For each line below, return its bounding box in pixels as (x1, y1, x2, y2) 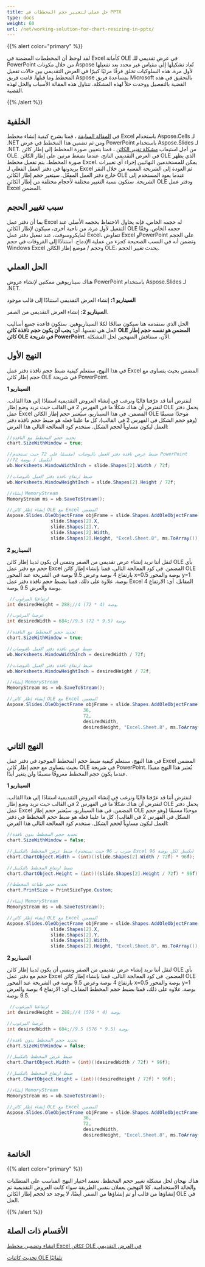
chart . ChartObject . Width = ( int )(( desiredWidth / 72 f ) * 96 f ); (7, 1059, 171, 1066)
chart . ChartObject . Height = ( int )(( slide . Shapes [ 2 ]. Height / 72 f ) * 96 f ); (7, 870, 201, 877)
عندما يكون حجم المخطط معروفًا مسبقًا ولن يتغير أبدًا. (7, 770, 128, 777)
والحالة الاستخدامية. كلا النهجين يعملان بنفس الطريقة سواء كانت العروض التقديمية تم (7, 1183, 196, 1191)
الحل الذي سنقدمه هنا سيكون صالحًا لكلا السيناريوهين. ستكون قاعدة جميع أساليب (7, 319, 189, 327)
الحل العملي (7, 262, 47, 272)
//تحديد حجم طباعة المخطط (7, 882, 68, 888)
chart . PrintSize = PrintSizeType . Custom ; (7, 887, 114, 893)
